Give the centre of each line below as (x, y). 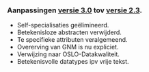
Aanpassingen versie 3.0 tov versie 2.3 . (74, 10)
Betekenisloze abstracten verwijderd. (69, 32)
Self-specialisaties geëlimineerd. (63, 25)
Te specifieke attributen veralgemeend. (72, 40)
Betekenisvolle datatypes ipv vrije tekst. (73, 62)
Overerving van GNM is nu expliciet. (68, 47)
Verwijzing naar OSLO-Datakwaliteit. (68, 54)
